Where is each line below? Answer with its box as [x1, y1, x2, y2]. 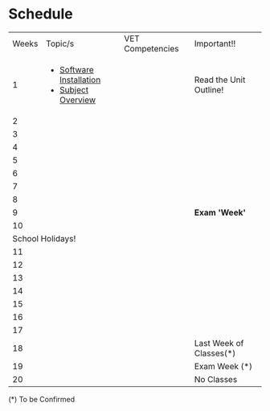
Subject [59, 84, 89, 95]
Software [59, 64, 94, 75]
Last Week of [194, 337, 244, 348]
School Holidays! [12, 232, 76, 244]
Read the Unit [194, 74, 246, 85]
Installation [59, 74, 101, 85]
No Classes [194, 373, 238, 384]
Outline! [194, 84, 224, 95]
